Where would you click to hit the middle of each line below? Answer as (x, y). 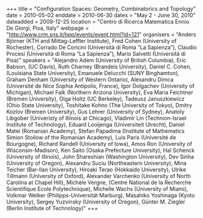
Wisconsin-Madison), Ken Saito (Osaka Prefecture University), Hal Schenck (101, 150)
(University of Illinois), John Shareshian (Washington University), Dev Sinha (100, 157)
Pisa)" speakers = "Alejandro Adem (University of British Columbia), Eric (96, 60)
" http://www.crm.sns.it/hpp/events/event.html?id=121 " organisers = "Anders (101, 35)
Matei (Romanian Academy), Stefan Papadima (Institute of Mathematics (95, 131)
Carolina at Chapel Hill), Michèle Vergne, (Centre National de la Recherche (99, 182)
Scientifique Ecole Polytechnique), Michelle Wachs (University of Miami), (97, 189)
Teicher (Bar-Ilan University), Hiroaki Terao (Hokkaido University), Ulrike (96, 170)
